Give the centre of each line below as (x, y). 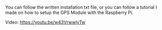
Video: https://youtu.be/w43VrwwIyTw (45, 22)
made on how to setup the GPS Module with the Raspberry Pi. (69, 12)
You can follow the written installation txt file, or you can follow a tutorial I (81, 7)
